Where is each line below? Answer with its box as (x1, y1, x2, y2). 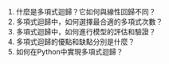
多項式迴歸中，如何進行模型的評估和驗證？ (15, 27, 156, 36)
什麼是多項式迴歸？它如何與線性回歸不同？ (15, 7, 156, 16)
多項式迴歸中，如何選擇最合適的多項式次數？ (15, 17, 163, 26)
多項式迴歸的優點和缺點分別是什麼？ (15, 37, 136, 46)
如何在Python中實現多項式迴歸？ (15, 47, 124, 56)
